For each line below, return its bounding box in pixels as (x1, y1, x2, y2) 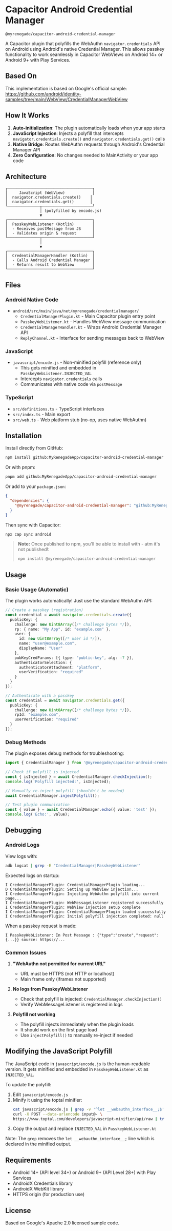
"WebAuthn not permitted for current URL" (12, 961, 106, 967)
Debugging (5, 826, 42, 835)
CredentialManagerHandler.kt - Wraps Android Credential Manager (20, 324, 162, 330)
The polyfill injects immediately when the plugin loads (20, 1021, 134, 1027)
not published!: (17, 546, 50, 553)
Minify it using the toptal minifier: (12, 1097, 82, 1103)
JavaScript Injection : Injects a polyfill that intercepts (12, 130, 124, 136)
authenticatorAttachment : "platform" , (18, 665, 102, 670)
